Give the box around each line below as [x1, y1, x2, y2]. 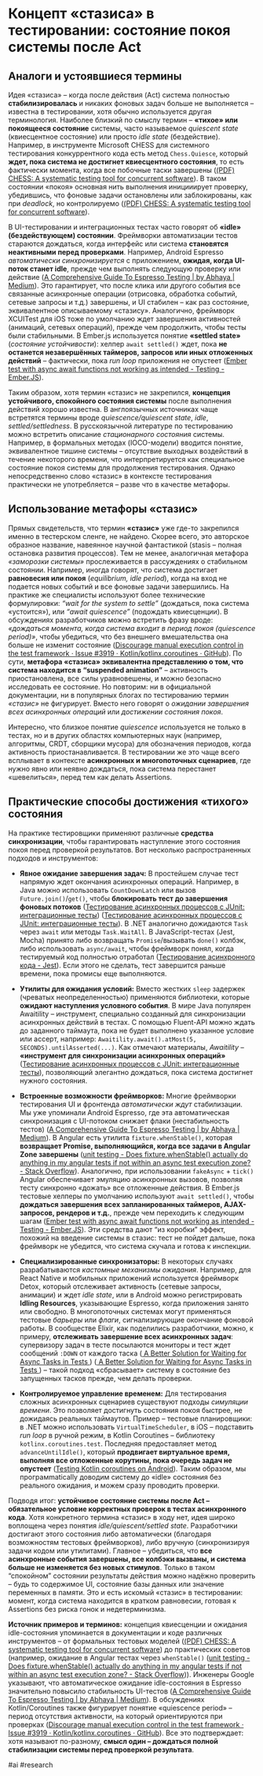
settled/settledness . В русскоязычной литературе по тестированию [8, 421, 233, 431]
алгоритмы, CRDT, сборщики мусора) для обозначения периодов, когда [8, 739, 251, 748]
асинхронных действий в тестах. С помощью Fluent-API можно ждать [19, 1017, 255, 1026]
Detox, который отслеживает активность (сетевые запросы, [19, 1282, 221, 1291]
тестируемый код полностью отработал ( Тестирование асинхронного [19, 952, 255, 961]
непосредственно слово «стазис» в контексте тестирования [8, 472, 212, 480]
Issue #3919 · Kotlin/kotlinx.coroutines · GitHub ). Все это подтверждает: [8, 1728, 244, 1737]
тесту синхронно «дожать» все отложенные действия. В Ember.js [19, 1183, 240, 1192]
